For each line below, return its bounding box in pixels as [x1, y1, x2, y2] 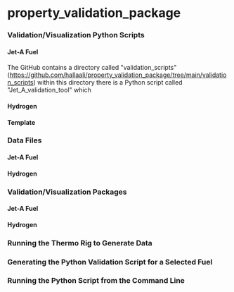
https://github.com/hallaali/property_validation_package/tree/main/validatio [9, 71, 227, 79]
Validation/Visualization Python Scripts [7, 30, 145, 40]
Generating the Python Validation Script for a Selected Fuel [7, 257, 213, 267]
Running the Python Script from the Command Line [7, 276, 185, 286]
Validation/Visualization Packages [7, 187, 128, 197]
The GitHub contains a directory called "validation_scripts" [7, 63, 177, 72]
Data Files [7, 135, 42, 145]
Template [7, 118, 36, 126]
